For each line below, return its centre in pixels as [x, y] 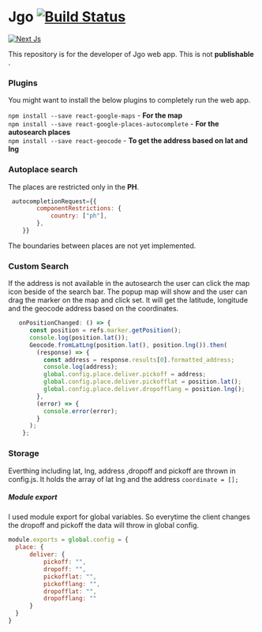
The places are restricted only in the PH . [74, 186]
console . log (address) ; [80, 367]
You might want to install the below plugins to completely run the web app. [129, 100]
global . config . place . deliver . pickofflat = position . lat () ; [142, 382]
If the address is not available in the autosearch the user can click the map [129, 284]
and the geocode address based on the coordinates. [94, 309]
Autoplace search [43, 170]
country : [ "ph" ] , [79, 216]
